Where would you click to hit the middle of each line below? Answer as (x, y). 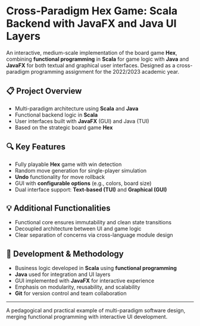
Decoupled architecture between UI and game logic (78, 229)
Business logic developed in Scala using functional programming (96, 268)
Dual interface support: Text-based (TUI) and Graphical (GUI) (91, 189)
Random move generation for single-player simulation (81, 170)
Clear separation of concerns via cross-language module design (94, 235)
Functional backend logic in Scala (56, 115)
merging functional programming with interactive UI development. (87, 317)
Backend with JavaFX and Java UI (91, 23)
